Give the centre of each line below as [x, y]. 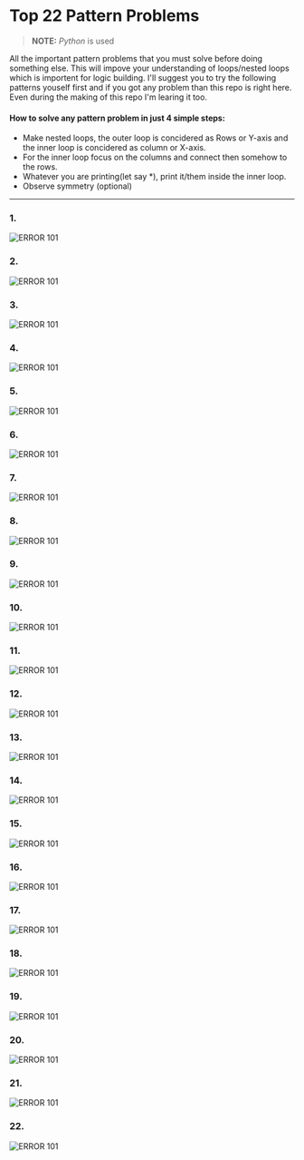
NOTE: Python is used [73, 41]
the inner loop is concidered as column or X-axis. [114, 148]
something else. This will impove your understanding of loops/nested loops [149, 68]
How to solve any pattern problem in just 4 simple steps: [118, 118]
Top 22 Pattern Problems [104, 16]
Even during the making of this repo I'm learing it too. [109, 97]
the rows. [40, 167]
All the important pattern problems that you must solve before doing [136, 58]
